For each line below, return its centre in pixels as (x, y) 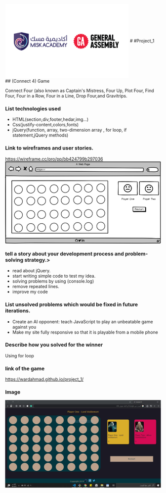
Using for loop (20, 355)
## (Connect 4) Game (27, 81)
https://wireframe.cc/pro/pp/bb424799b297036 (54, 159)
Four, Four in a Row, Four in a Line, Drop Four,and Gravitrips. (66, 96)
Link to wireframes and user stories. (49, 148)
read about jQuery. (31, 271)
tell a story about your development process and (65, 253)
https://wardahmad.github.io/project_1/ (44, 379)
